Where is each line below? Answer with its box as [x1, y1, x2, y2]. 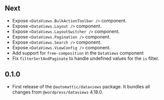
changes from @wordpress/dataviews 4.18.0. [12, 89, 103, 95]
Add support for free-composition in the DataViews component [12, 50, 144, 56]
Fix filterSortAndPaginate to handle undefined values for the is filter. [12, 55, 159, 61]
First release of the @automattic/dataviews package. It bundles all [12, 83, 150, 89]
